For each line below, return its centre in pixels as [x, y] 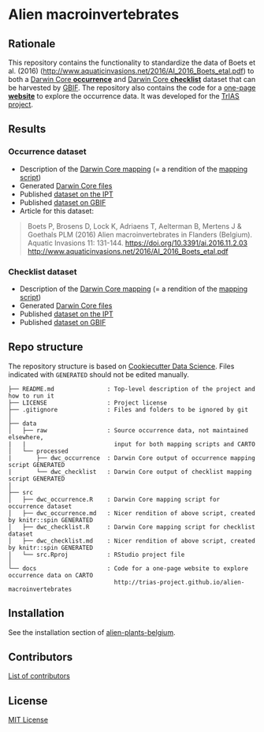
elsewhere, [26, 437]
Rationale [32, 44]
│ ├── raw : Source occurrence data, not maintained [128, 430]
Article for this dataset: [57, 211]
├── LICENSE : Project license [88, 403]
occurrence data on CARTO [50, 575]
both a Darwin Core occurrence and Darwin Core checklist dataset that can [132, 79]
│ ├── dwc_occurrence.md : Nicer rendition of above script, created [132, 513]
